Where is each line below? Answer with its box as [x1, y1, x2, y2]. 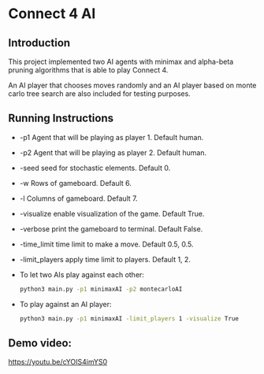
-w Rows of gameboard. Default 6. [19, 178, 132, 187]
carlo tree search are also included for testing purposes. [8, 89, 191, 98]
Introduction [8, 36, 71, 50]
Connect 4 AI [8, 5, 96, 23]
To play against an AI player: [19, 299, 112, 309]
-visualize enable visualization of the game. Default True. [19, 209, 205, 218]
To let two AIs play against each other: [19, 269, 144, 280]
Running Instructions [8, 112, 114, 125]
